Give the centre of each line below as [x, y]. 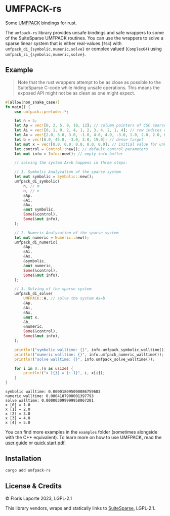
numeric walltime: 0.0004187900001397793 [50, 396]
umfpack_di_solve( [34, 294]
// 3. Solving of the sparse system [53, 289]
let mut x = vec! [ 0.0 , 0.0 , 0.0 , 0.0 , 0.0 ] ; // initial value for [86, 144]
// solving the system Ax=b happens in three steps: [71, 163]
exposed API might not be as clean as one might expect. [76, 93]
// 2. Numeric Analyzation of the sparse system [67, 233]
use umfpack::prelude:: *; [42, 112]
